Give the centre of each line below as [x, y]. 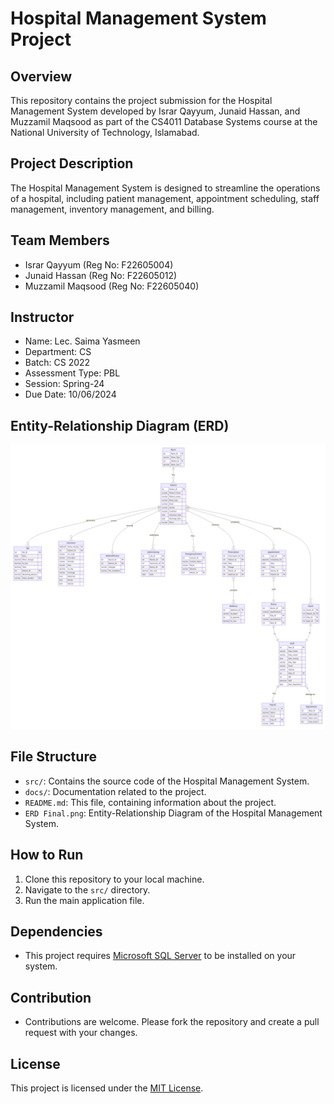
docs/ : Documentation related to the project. [115, 791]
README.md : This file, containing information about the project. [150, 802]
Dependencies [56, 932]
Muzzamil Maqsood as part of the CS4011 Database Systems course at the [164, 121]
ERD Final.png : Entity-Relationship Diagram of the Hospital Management [173, 813]
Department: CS [58, 352]
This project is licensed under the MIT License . [107, 1088]
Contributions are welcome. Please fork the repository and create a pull [172, 1022]
